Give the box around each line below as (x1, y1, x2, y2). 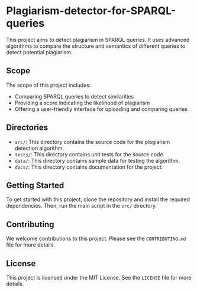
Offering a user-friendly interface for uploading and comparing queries (14, 105, 188, 113)
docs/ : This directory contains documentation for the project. (14, 163, 163, 170)
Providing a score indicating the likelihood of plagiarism (14, 99, 150, 106)
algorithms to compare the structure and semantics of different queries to (6, 42, 186, 50)
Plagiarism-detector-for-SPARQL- (6, 4, 176, 18)
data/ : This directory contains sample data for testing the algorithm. (14, 157, 180, 164)
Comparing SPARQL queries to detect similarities (14, 93, 134, 100)
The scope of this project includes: (6, 81, 91, 88)
